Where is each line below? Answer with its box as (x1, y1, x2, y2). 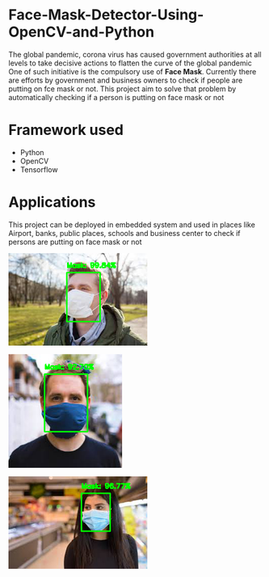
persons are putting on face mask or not (8, 237, 143, 246)
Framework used (8, 121, 124, 139)
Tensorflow (19, 164, 58, 175)
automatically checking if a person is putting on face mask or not (8, 92, 225, 102)
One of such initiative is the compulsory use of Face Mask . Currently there (8, 66, 257, 76)
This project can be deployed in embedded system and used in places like (8, 220, 256, 230)
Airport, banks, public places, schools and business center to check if (8, 228, 241, 238)
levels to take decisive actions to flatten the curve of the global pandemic (8, 58, 252, 68)
